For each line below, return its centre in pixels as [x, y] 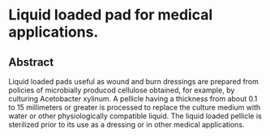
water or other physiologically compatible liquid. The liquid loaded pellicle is [135, 116]
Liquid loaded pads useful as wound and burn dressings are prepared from [134, 81]
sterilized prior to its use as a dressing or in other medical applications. [126, 124]
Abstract [31, 62]
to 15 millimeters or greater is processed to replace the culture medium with [135, 107]
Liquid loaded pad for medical [111, 15]
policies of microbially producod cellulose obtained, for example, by [122, 90]
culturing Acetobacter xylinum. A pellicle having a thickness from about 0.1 [133, 98]
